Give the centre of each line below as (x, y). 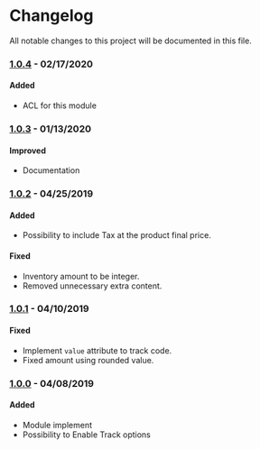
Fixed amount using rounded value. (88, 360)
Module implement (57, 425)
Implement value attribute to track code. (97, 350)
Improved (28, 151)
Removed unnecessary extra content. (92, 286)
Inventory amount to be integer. (81, 276)
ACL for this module (60, 105)
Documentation (51, 170)
